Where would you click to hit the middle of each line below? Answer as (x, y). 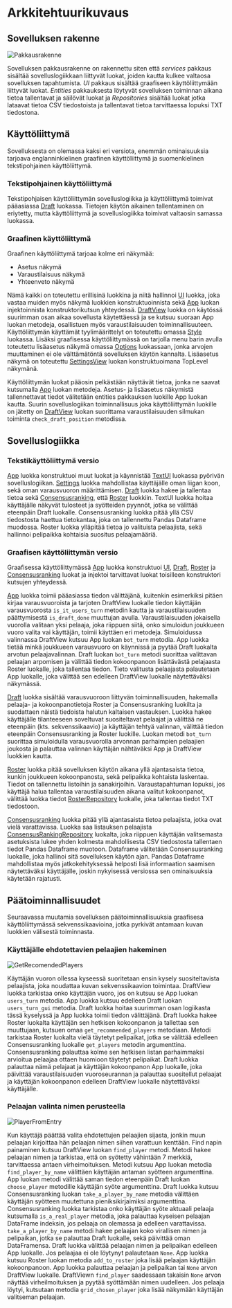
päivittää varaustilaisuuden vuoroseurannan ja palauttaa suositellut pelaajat (114, 1074)
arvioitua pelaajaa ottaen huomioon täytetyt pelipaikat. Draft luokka (103, 1059)
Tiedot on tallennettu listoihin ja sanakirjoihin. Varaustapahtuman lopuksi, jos (116, 785)
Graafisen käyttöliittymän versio (63, 553)
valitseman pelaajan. (36, 1297)
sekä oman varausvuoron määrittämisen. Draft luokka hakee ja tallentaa (109, 490)
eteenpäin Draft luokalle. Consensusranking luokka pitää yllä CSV (100, 512)
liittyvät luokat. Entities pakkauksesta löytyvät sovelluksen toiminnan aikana (115, 90)
